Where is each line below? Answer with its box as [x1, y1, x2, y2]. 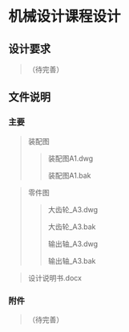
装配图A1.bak [47, 170, 91, 180]
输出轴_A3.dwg [47, 239, 99, 248]
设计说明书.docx [27, 273, 83, 282]
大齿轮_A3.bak [47, 222, 96, 232]
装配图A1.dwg [47, 154, 94, 163]
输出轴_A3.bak [47, 256, 96, 265]
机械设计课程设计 [8, 7, 122, 26]
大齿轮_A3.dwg [47, 204, 99, 214]
